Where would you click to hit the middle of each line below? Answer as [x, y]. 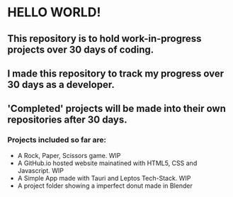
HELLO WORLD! [54, 12]
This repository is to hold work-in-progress [104, 39]
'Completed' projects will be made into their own [117, 109]
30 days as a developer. [61, 85]
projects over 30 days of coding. [81, 49]
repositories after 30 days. [67, 120]
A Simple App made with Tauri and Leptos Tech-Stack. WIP [104, 178]
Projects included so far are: [57, 140]
